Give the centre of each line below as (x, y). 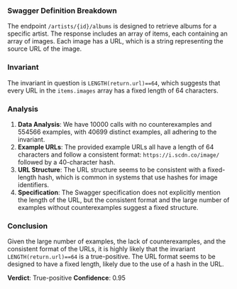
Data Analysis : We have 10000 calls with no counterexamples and (115, 124)
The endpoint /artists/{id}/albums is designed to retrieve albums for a (112, 26)
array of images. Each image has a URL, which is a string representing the (115, 41)
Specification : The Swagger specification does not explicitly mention (119, 192)
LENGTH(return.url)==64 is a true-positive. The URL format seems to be (111, 257)
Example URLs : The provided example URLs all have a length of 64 (116, 147)
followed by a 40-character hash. (66, 162)
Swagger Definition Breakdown (62, 11)
